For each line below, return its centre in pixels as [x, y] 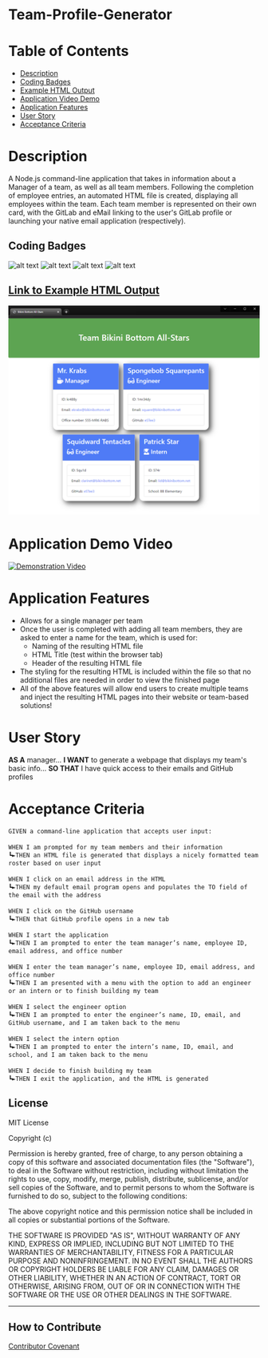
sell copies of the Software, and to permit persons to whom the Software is [132, 1187]
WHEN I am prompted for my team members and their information [116, 847]
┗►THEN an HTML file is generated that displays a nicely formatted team [134, 855]
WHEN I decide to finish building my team [80, 1071]
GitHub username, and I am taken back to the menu [94, 1023]
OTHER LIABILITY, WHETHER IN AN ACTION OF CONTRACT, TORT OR [124, 1277]
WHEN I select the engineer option [67, 1007]
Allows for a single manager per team [81, 620]
